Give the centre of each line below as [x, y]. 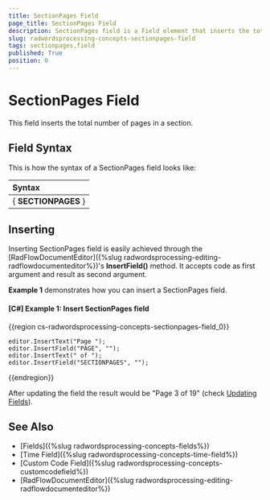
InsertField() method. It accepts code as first [180, 266]
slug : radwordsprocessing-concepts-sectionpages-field [102, 38]
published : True [35, 53]
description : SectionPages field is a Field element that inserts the [129, 31]
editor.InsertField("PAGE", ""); [64, 348]
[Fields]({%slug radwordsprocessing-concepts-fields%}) [115, 446]
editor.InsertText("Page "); [57, 341]
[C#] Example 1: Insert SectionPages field [79, 309]
